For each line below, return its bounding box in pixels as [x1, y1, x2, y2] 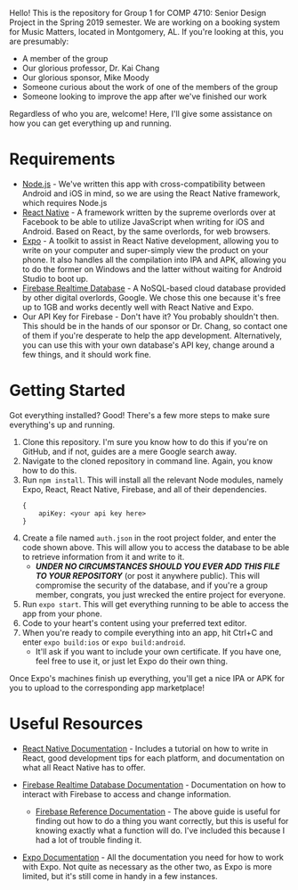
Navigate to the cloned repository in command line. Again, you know [21, 455, 273, 466]
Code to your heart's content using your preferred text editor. [21, 617, 247, 628]
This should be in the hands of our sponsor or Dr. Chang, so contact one [21, 320, 288, 331]
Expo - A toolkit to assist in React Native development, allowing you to [21, 235, 279, 246]
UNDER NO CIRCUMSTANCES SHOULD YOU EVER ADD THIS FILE [35, 561, 280, 572]
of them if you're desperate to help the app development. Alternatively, [21, 330, 282, 341]
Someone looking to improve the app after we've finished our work [21, 91, 267, 102]
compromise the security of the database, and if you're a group [35, 580, 269, 590]
